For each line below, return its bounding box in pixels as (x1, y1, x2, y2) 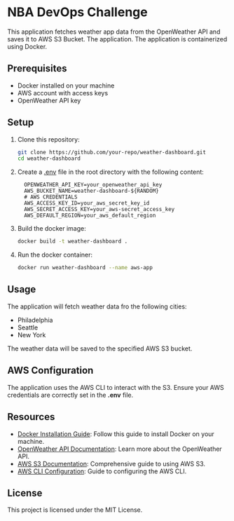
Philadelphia (17, 316, 53, 324)
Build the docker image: (17, 224, 86, 233)
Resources (7, 411, 55, 423)
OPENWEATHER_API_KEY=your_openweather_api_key (24, 182, 163, 189)
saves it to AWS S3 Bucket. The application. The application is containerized (7, 34, 228, 43)
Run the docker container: (17, 250, 93, 259)
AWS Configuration (7, 365, 94, 377)
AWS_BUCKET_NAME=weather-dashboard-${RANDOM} (24, 187, 159, 195)
